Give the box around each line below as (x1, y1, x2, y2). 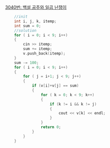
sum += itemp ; (23, 47, 52, 51)
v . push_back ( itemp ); (23, 51, 66, 56)
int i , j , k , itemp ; (14, 19, 57, 24)
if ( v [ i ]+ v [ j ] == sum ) (31, 83, 79, 88)
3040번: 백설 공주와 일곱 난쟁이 (5, 4, 67, 10)
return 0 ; (40, 125, 61, 130)
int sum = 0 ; (14, 23, 41, 28)
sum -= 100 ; (14, 60, 39, 65)
